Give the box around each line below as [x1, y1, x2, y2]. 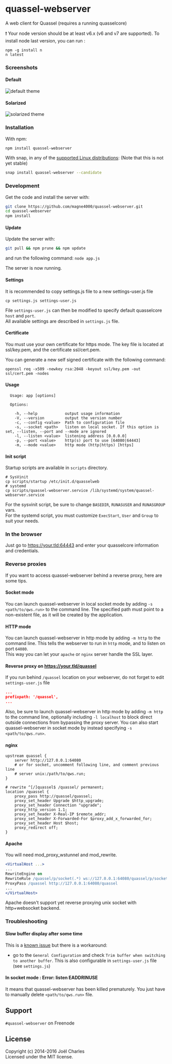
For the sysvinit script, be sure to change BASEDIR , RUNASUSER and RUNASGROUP [5, 501, 165, 508]
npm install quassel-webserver [5, 146, 72, 151]
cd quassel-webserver [5, 209, 52, 214]
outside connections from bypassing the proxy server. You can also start [5, 719, 159, 726]
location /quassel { [5, 789, 50, 795]
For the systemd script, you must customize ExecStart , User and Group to [5, 512, 159, 518]
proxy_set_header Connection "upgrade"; [14, 803, 102, 808]
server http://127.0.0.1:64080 [14, 758, 81, 763]
